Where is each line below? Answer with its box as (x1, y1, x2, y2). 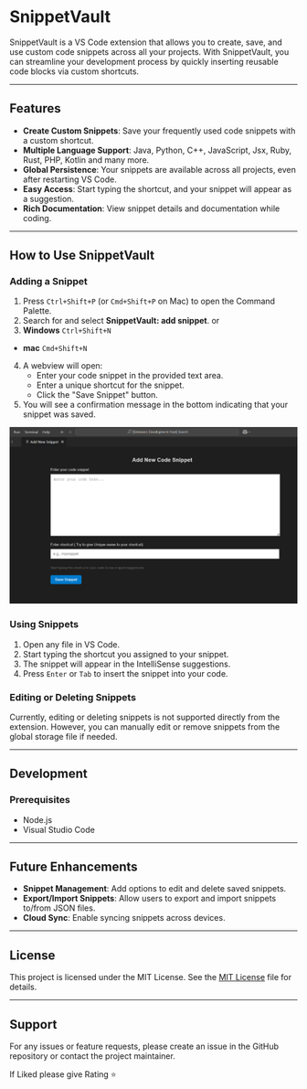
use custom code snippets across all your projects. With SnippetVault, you (9, 46, 290, 57)
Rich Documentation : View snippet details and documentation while (22, 203, 281, 214)
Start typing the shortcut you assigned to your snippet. (22, 648, 229, 659)
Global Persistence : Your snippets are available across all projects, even (22, 164, 297, 175)
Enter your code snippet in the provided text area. (36, 370, 224, 381)
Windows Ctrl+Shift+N (22, 325, 111, 336)
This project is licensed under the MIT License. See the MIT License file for (9, 972, 292, 983)
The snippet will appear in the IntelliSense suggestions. (22, 658, 231, 669)
